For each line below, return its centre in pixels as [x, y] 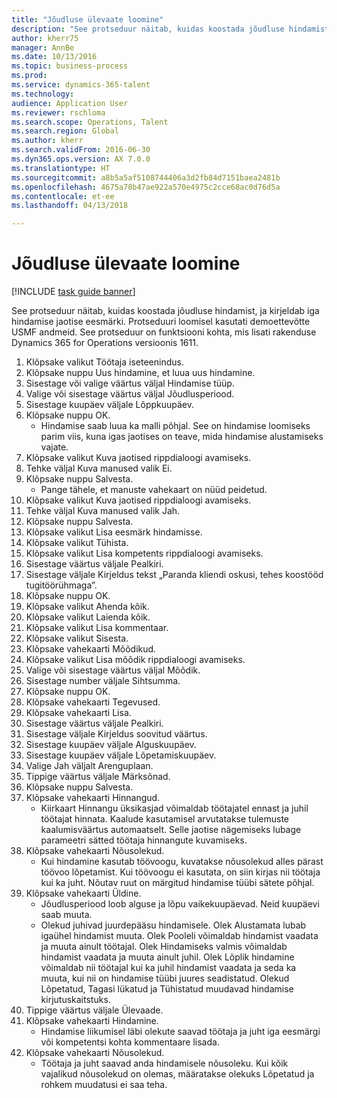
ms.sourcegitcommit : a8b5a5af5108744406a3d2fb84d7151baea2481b [146, 177]
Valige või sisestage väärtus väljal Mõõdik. [113, 670]
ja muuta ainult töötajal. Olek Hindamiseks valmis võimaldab [164, 947]
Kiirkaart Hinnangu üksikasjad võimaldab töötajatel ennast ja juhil [174, 808]
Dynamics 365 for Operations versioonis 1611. [105, 343]
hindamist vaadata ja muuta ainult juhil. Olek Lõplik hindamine [167, 957]
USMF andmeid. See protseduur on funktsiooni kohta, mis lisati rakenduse [164, 332]
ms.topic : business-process [70, 66]
